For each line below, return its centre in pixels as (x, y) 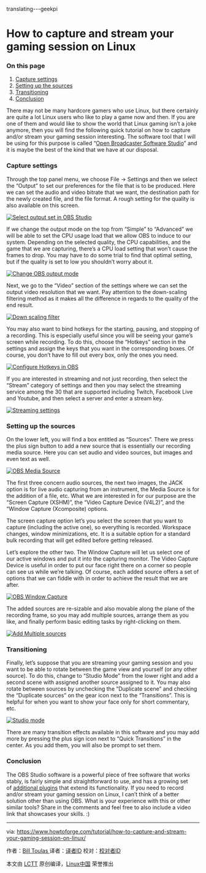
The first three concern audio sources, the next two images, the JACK (94, 483)
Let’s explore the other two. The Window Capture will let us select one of (98, 553)
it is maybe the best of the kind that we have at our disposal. (82, 150)
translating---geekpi (32, 9)
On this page (26, 66)
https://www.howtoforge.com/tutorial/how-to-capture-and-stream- (102, 831)
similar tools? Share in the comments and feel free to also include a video (99, 807)
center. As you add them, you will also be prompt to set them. (84, 745)
